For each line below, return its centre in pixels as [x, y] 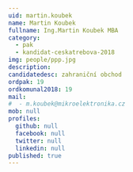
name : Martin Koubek [42, 23]
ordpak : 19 [26, 82]
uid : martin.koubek [40, 15]
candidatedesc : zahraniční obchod [65, 75]
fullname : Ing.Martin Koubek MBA [63, 30]
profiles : [25, 119]
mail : [17, 97]
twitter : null [38, 141]
